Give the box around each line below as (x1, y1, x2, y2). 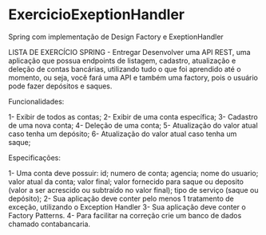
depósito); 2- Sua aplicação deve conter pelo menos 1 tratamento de (8, 194, 234, 203)
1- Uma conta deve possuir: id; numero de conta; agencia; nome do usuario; (8, 168, 259, 178)
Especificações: (8, 153, 62, 163)
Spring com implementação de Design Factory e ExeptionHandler (8, 32, 224, 41)
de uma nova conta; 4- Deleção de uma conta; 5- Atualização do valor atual (8, 120, 258, 130)
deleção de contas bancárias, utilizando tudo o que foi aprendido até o (8, 64, 241, 73)
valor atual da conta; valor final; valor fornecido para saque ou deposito (8, 177, 244, 186)
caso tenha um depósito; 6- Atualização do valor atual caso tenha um (8, 129, 237, 139)
